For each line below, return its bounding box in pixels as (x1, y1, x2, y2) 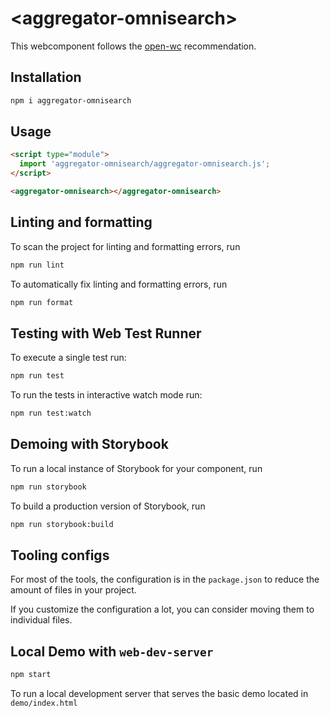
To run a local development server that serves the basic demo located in (10, 688, 309, 700)
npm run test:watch (10, 408, 92, 419)
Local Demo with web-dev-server (10, 643, 214, 660)
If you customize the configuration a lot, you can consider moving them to (10, 603, 315, 616)
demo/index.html (10, 698, 78, 709)
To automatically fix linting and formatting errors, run (10, 278, 228, 290)
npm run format (10, 297, 74, 307)
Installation (10, 69, 82, 86)
